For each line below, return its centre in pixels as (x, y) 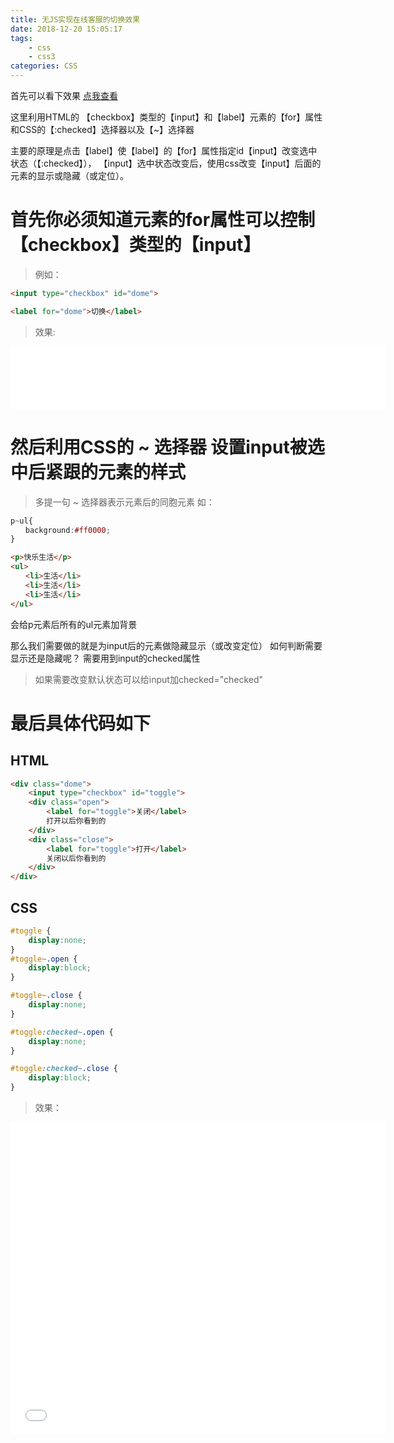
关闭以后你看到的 (76, 858)
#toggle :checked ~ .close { (64, 1069)
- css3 (42, 57)
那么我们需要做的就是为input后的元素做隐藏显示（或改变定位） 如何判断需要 (166, 645)
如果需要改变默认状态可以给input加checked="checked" (149, 679)
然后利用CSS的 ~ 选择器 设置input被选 (167, 447)
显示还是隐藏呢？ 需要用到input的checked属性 (105, 658)
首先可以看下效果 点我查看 (64, 95)
